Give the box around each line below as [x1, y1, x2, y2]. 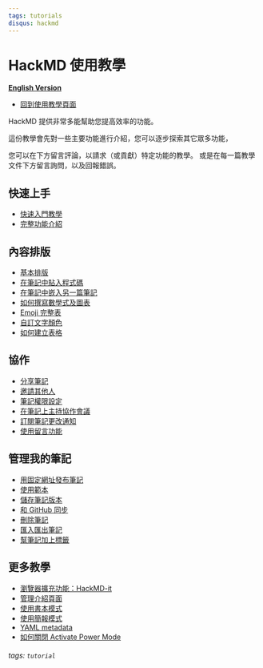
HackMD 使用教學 [8, 56, 126, 74]
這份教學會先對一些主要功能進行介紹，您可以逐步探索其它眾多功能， [8, 134, 233, 143]
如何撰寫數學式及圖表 [19, 298, 90, 308]
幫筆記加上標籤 [19, 534, 70, 545]
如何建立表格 [19, 328, 62, 337]
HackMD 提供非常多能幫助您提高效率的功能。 [8, 117, 158, 127]
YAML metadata [19, 622, 74, 632]
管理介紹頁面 [19, 594, 62, 603]
